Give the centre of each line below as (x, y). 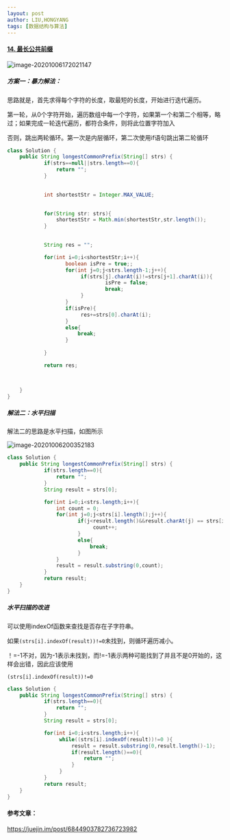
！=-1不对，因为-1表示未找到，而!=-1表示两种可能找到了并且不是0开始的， (112, 655)
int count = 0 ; (77, 508)
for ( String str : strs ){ (77, 213)
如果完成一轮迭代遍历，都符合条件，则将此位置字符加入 (97, 123)
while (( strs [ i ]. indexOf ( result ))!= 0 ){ (116, 739)
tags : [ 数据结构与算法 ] (37, 26)
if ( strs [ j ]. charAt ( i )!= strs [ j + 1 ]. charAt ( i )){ (146, 276)
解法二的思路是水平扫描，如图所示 (55, 431)
